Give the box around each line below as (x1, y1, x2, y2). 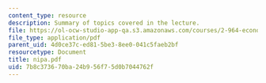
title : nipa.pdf (8, 56, 62, 64)
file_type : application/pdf (8, 33, 101, 42)
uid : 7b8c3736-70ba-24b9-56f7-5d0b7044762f (8, 63, 154, 71)
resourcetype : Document (8, 48, 87, 56)
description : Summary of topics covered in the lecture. (8, 19, 200, 27)
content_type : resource (8, 11, 87, 20)
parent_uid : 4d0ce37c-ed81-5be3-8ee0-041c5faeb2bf (8, 41, 179, 49)
